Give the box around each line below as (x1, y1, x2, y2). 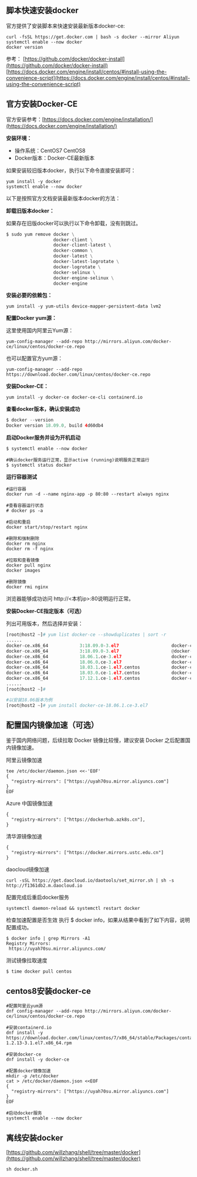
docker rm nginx (6, 541, 46, 547)
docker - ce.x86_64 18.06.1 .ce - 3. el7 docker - (6, 653, 191, 659)
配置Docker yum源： (6, 315, 57, 322)
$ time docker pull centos (6, 969, 72, 974)
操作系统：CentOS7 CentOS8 (14, 147, 86, 154)
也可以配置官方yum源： (6, 355, 63, 362)
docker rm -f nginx (6, 546, 54, 552)
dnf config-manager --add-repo (6, 1009, 83, 1014)
